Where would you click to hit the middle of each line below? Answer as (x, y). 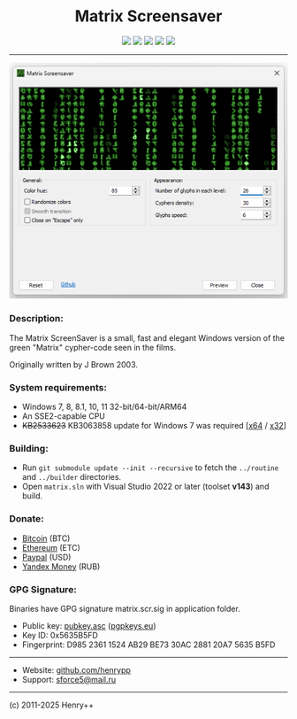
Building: (29, 448)
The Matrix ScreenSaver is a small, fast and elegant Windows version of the (147, 337)
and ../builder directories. (72, 477)
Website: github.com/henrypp (76, 669)
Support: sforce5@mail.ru (69, 679)
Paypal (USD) (46, 557)
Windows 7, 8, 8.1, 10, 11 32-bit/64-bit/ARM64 (104, 407)
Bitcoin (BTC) (46, 538)
